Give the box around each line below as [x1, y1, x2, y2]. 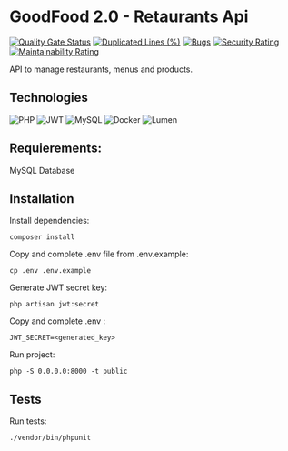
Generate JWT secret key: [9, 282, 107, 293]
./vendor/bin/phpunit [9, 434, 92, 443]
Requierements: [9, 141, 103, 156]
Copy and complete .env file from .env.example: [9, 248, 189, 260]
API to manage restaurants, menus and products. [9, 64, 194, 75]
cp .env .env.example [9, 266, 92, 276]
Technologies [9, 90, 89, 105]
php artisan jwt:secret [9, 300, 100, 309]
